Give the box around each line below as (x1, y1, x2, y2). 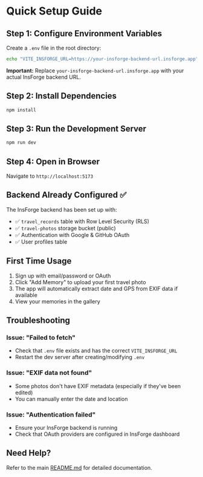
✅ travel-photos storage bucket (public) (14, 224, 116, 232)
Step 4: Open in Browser (6, 156, 100, 167)
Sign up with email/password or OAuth (14, 272, 111, 279)
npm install (6, 107, 36, 113)
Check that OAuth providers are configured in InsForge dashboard (14, 430, 180, 438)
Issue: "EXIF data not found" (6, 369, 92, 377)
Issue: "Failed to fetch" (6, 334, 76, 342)
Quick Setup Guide (6, 4, 103, 18)
